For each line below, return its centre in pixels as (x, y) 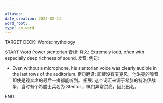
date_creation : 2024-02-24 (33, 19)
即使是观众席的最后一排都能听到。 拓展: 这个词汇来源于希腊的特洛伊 (82, 80)
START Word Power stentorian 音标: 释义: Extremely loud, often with (75, 52)
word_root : (16, 23)
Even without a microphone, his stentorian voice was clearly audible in (84, 68)
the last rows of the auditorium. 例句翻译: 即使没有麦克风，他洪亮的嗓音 (85, 74)
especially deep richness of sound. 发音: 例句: (52, 58)
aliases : (14, 14)
